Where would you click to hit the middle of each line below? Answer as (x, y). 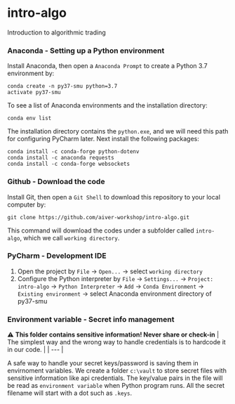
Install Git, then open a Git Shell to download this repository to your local (114, 197)
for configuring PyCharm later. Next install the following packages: (103, 139)
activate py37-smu (34, 93)
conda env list (29, 118)
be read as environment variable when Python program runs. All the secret (116, 386)
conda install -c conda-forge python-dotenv (73, 152)
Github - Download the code (56, 182)
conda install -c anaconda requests (61, 158)
